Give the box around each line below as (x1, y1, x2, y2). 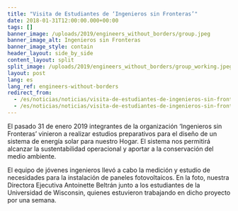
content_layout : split (7, 57, 74, 64)
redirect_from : (7, 89, 52, 96)
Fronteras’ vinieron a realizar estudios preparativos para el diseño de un (7, 129, 217, 138)
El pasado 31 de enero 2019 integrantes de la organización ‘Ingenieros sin (7, 122, 222, 130)
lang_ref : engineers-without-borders (7, 83, 119, 90)
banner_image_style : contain (7, 43, 93, 50)
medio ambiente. (7, 152, 57, 160)
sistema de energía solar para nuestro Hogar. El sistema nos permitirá (7, 137, 211, 145)
